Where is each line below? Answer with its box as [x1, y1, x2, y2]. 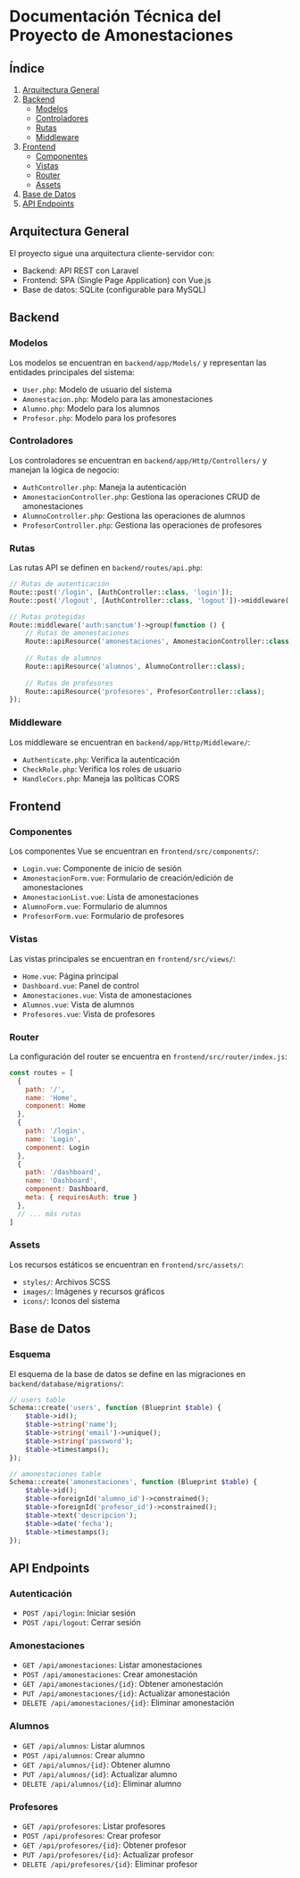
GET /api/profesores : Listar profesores [21, 1820, 166, 1832]
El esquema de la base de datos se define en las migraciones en [9, 1368, 246, 1379]
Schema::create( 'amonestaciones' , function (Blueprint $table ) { [9, 1478, 257, 1487]
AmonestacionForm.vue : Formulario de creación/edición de [21, 872, 234, 883]
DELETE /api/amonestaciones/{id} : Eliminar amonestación [21, 1698, 235, 1708]
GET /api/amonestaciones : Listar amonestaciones [21, 1659, 203, 1671]
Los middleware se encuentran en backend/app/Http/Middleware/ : [9, 737, 251, 747]
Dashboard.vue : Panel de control [21, 980, 140, 990]
